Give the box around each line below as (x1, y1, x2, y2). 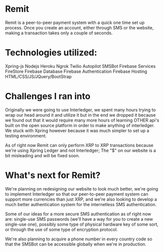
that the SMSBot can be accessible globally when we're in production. (5, 241, 147, 247)
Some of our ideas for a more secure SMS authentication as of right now (5, 211, 151, 217)
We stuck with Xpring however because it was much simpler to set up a (5, 127, 149, 133)
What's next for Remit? (5, 170, 101, 181)
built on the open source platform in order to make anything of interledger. (5, 122, 155, 128)
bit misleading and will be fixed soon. (5, 152, 80, 158)
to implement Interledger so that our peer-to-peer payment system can (5, 191, 148, 197)
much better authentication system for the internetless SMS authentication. (5, 201, 157, 207)
